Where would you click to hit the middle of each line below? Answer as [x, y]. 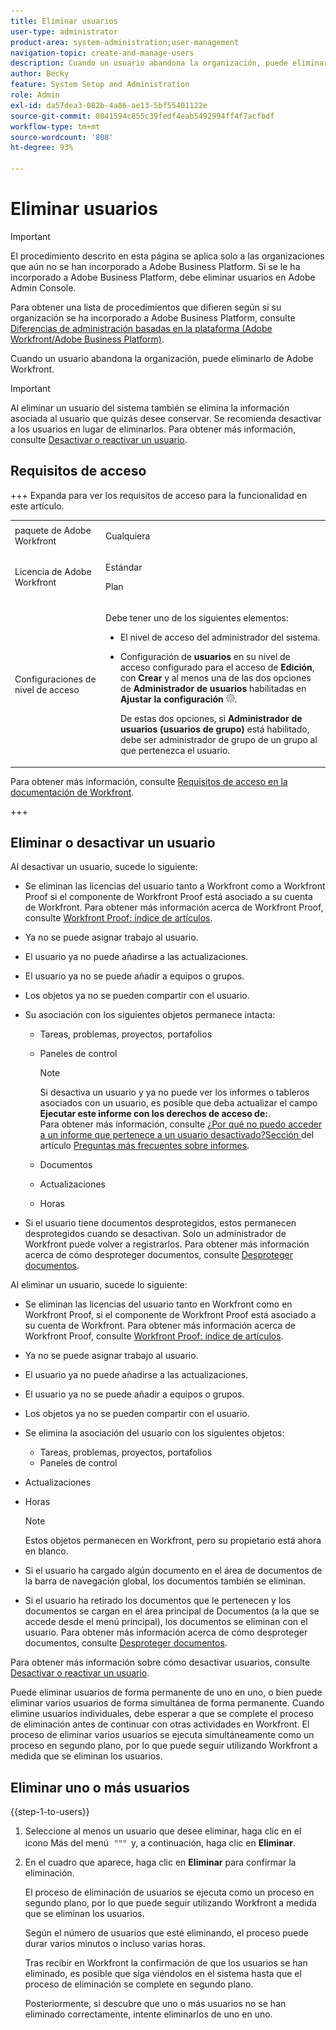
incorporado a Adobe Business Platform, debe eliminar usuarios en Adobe [163, 277]
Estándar [124, 567]
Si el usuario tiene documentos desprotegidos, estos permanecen [160, 1223]
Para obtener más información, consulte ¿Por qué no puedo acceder [181, 1124]
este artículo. [37, 506]
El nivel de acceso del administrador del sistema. [220, 637]
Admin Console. [43, 287]
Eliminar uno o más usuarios [100, 1787]
